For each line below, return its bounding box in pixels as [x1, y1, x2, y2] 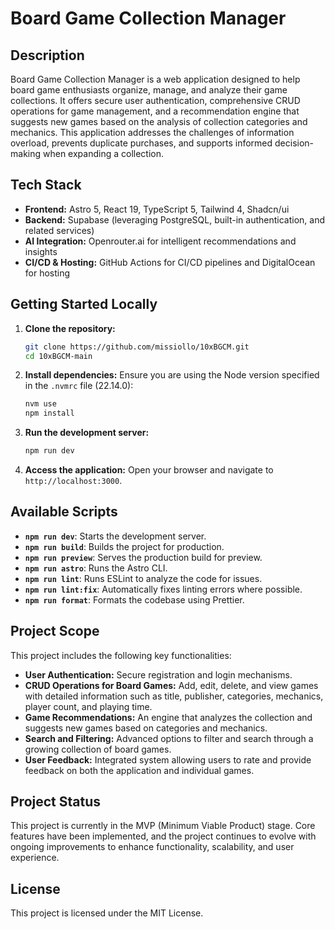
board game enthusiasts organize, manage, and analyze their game [10, 84, 288, 96]
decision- [274, 137, 315, 149]
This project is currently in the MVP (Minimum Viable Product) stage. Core [10, 820, 316, 832]
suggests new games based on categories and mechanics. [24, 722, 268, 734]
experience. [10, 852, 60, 864]
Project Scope [10, 623, 100, 640]
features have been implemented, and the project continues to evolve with [10, 830, 317, 842]
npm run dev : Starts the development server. [24, 530, 207, 542]
